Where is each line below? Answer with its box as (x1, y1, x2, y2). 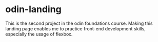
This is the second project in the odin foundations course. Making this (5, 20, 153, 26)
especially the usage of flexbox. (5, 31, 73, 37)
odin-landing (5, 4, 62, 15)
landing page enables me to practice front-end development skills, (5, 25, 146, 31)
